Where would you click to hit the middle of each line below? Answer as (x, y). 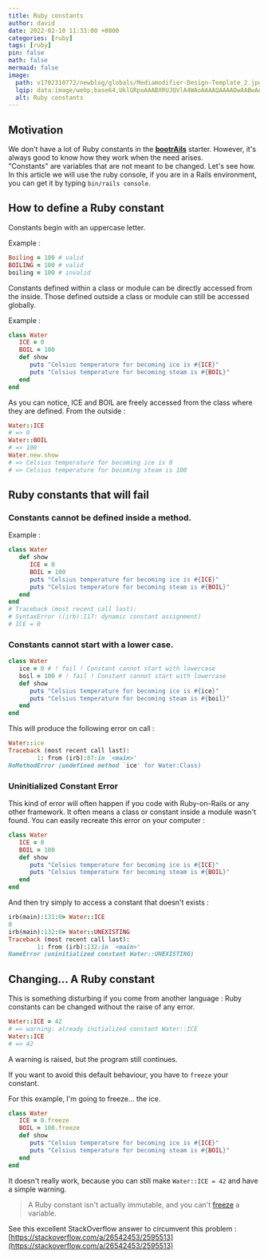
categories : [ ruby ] (41, 38)
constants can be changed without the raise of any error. (102, 1007)
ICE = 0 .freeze (44, 1120)
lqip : (25, 90)
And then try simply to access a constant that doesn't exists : (108, 903)
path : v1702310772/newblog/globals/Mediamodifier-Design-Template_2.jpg (139, 82)
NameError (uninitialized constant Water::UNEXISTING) (101, 954)
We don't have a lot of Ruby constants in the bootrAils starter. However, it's (132, 150)
